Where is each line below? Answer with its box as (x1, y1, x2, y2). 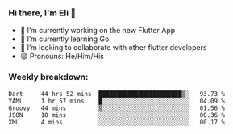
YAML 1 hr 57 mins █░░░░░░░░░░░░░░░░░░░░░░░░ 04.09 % (8, 97, 226, 105)
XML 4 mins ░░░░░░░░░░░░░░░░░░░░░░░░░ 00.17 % (8, 118, 226, 126)
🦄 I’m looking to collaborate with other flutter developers (19, 43, 207, 52)
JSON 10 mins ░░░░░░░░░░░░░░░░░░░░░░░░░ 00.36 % (8, 111, 226, 119)
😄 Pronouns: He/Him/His (19, 52, 105, 61)
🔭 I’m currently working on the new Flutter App (19, 26, 176, 36)
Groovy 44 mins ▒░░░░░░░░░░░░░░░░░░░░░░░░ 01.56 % (8, 104, 226, 112)
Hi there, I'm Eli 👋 (8, 7, 77, 19)
